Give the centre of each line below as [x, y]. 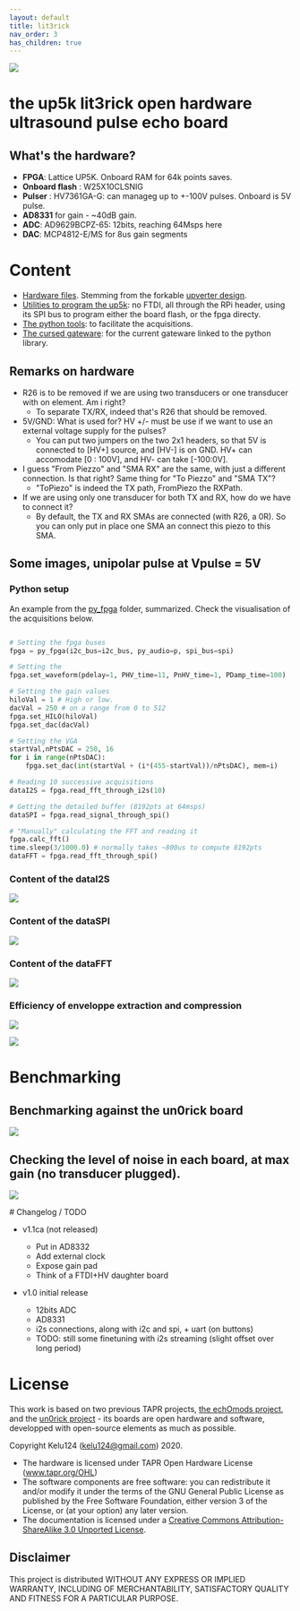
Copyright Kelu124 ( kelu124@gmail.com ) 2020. [96, 1445]
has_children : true [46, 43]
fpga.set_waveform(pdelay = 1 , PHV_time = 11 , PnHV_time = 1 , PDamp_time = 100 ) [148, 676]
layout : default [39, 17]
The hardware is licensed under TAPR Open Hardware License [137, 1463]
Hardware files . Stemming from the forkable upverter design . [135, 296]
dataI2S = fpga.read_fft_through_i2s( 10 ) [88, 790]
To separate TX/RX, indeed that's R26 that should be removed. [151, 412]
